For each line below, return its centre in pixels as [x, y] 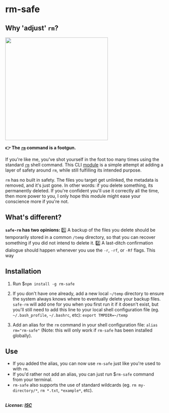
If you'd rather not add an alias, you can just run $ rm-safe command [83, 374]
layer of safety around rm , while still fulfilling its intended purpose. [73, 170]
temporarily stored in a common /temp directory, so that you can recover [80, 237]
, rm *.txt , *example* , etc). [65, 390]
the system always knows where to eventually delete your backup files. [87, 299]
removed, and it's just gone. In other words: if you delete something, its [79, 185]
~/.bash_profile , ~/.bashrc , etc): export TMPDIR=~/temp [70, 315]
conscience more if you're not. [37, 201]
